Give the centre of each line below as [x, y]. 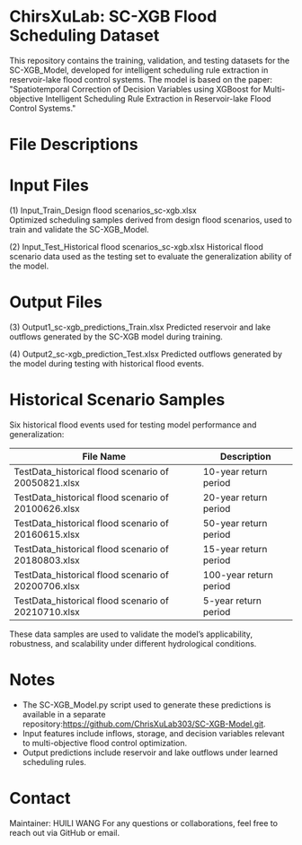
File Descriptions [74, 145]
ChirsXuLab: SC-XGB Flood [113, 17]
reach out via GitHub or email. [64, 832]
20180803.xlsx [47, 560]
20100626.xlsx [47, 508]
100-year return [238, 575]
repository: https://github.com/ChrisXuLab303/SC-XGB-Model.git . [144, 724]
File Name [104, 456]
